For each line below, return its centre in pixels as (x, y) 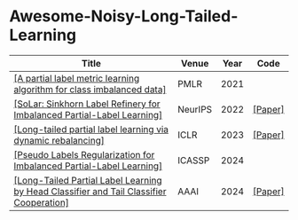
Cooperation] (41, 202)
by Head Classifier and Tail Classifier (90, 191)
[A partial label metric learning (77, 78)
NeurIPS (195, 109)
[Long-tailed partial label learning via (91, 129)
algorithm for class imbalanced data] (90, 89)
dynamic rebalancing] (59, 140)
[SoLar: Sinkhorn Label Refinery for (87, 104)
